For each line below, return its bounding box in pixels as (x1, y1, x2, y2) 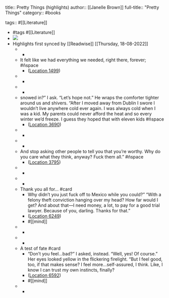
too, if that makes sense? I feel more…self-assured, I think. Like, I (27, 262, 163, 268)
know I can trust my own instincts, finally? (27, 267, 115, 273)
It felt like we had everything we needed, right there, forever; (20, 57, 146, 63)
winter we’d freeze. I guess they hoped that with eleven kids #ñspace (20, 116, 164, 122)
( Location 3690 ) (27, 122, 62, 127)
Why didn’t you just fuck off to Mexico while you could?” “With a (27, 192, 161, 197)
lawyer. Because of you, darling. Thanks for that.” (27, 208, 131, 213)
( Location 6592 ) (27, 272, 62, 278)
